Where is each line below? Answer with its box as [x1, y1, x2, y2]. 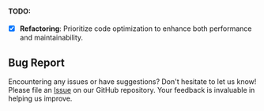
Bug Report [8, 55, 66, 69]
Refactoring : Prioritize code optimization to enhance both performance [19, 24, 252, 33]
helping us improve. [8, 94, 73, 103]
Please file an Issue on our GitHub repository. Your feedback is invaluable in [8, 86, 255, 95]
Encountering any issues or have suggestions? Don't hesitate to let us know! [8, 77, 257, 86]
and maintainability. [19, 33, 84, 43]
